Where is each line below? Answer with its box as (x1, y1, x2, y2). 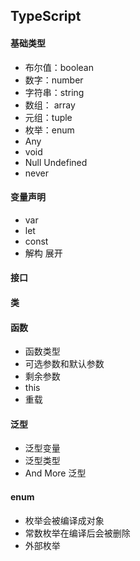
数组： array (24, 99, 76, 111)
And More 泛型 (24, 467, 87, 479)
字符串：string (24, 86, 85, 98)
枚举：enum (24, 124, 75, 136)
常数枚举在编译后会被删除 (24, 527, 131, 539)
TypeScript (10, 8, 82, 25)
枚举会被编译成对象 (24, 514, 105, 526)
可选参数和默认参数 (24, 358, 105, 370)
